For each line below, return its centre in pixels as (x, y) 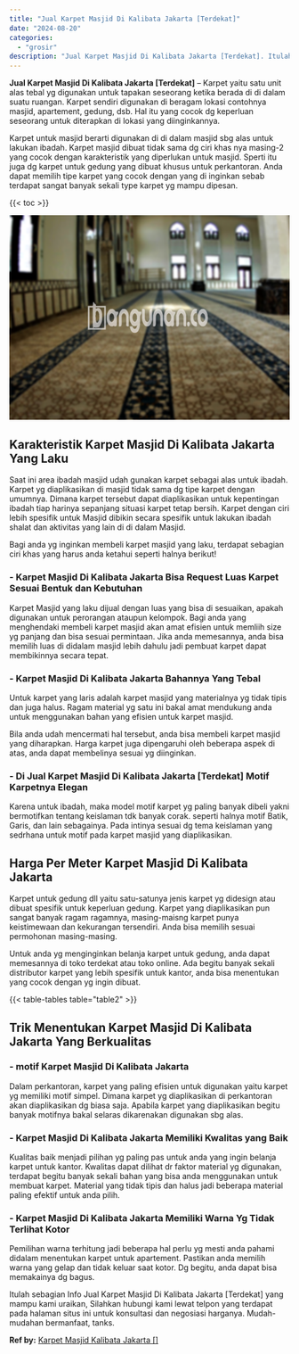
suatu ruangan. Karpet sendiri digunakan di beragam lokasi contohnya (138, 102)
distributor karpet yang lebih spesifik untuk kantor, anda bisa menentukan (144, 973)
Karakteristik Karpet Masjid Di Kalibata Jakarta (142, 445)
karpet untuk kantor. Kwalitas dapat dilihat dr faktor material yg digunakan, (145, 1167)
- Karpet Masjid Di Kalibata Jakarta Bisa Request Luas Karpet (144, 577)
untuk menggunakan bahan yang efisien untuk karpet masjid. (121, 717)
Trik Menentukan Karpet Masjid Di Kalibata (130, 1027)
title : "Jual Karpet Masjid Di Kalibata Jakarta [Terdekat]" (125, 19)
